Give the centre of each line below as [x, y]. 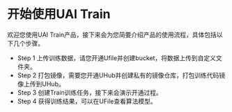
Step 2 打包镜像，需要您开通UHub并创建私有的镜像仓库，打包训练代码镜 [121, 75]
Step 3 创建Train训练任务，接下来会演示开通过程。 [90, 92]
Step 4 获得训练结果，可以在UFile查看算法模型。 [87, 101]
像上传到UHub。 [41, 84]
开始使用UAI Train [59, 14]
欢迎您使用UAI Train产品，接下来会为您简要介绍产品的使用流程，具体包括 [112, 35]
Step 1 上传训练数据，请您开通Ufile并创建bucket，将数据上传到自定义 [117, 58]
